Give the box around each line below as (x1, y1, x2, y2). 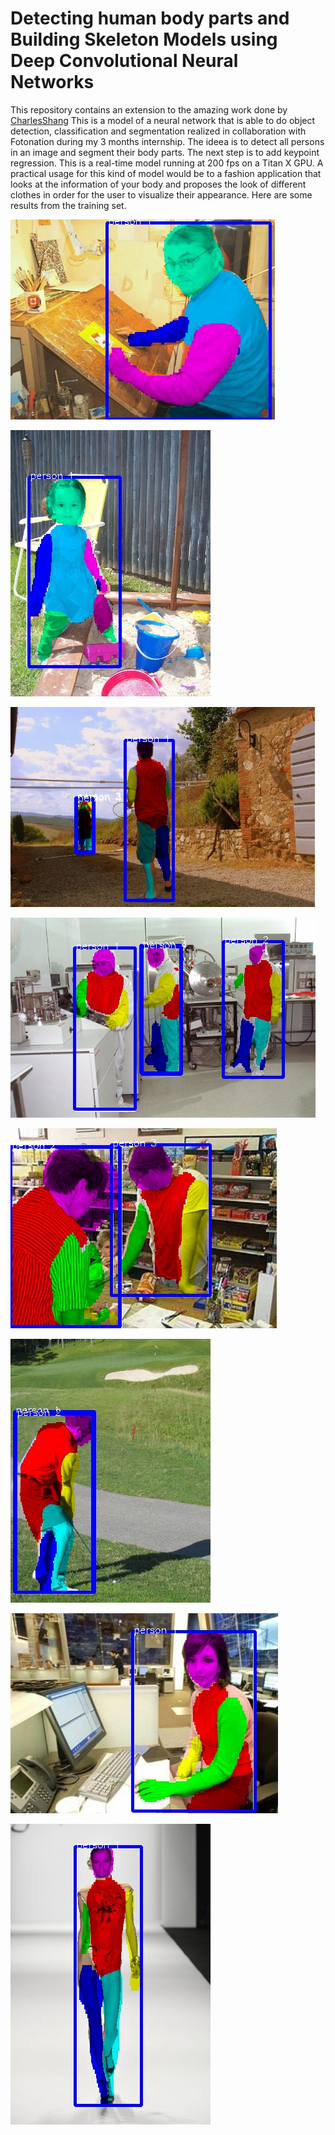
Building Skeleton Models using (10, 28, 278, 51)
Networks (10, 71, 95, 94)
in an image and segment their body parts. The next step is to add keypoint (10, 146, 320, 158)
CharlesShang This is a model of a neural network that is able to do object (10, 114, 316, 126)
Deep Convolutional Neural (10, 50, 239, 72)
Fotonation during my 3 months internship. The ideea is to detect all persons (10, 135, 325, 147)
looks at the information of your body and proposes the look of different (10, 178, 307, 190)
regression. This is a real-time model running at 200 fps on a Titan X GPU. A (10, 157, 324, 169)
